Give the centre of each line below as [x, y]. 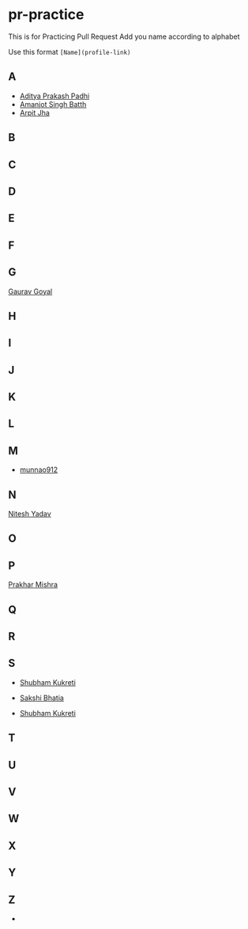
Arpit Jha [34, 112]
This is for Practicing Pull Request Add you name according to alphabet [124, 36]
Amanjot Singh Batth [53, 104]
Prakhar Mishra [33, 584]
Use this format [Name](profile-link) [70, 51]
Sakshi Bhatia [42, 698]
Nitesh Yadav [30, 514]
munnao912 [39, 470]
